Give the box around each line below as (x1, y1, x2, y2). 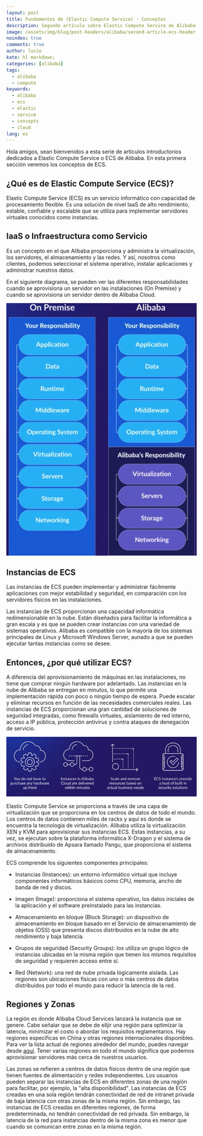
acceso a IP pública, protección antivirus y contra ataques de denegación (6, 719, 190, 726)
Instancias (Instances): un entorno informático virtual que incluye (14, 870, 177, 878)
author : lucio (6, 48, 42, 54)
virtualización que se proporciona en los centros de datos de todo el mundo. (6, 809, 196, 816)
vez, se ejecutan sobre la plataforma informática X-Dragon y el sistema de (6, 834, 192, 842)
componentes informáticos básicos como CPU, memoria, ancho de (14, 877, 182, 884)
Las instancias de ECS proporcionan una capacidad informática (6, 608, 164, 615)
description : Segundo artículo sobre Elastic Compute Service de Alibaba (6, 22, 196, 28)
